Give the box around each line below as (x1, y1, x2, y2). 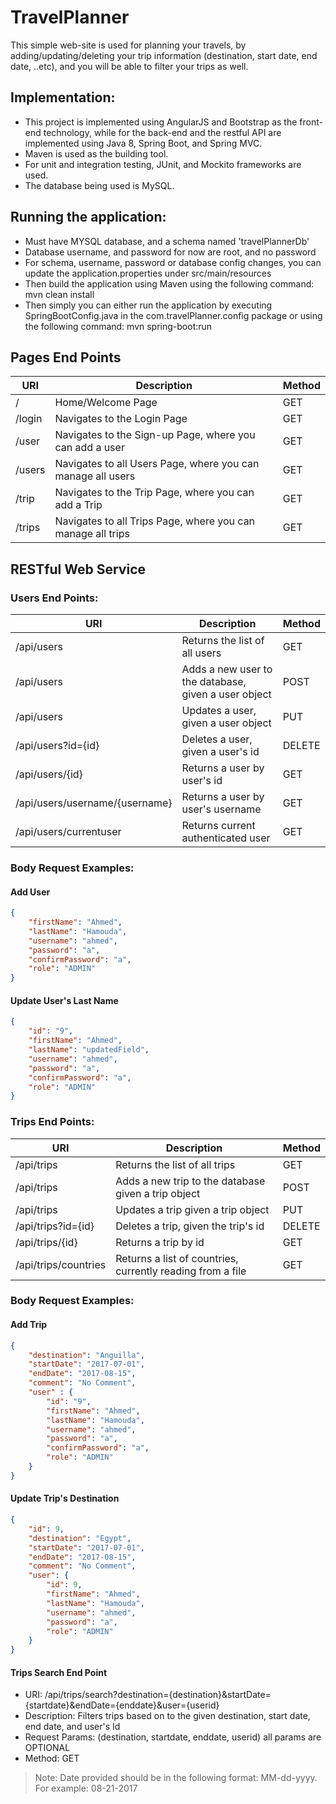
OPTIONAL (24, 1742, 71, 1754)
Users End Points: (10, 591, 99, 605)
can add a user (54, 441, 125, 455)
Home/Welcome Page (54, 396, 158, 410)
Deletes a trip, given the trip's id (115, 1219, 265, 1233)
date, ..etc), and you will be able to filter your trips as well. (10, 60, 249, 72)
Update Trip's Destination (10, 1492, 120, 1505)
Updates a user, (181, 704, 257, 718)
